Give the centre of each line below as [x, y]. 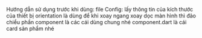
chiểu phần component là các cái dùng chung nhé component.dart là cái [96, 22]
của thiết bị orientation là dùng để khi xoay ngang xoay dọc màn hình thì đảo [101, 16]
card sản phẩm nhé [30, 28]
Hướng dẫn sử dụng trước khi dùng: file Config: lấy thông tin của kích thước [100, 9]
